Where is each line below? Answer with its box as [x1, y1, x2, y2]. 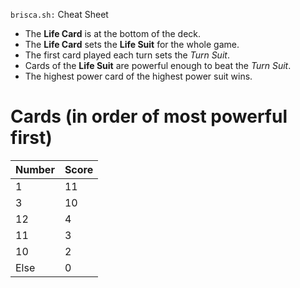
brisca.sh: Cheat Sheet [10, 9, 109, 20]
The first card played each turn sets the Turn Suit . [24, 49, 230, 61]
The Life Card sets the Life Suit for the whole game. [24, 39, 240, 50]
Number [15, 162, 55, 176]
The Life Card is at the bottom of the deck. [24, 28, 202, 39]
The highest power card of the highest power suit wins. [24, 70, 253, 82]
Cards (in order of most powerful [10, 105, 288, 128]
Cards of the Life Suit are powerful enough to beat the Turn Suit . [24, 60, 292, 71]
